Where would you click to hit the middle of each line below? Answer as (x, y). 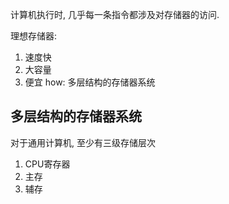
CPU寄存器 (47, 164)
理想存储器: (34, 36)
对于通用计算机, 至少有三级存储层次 (83, 142)
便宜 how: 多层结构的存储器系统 (90, 82)
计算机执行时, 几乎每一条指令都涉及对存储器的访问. (115, 14)
